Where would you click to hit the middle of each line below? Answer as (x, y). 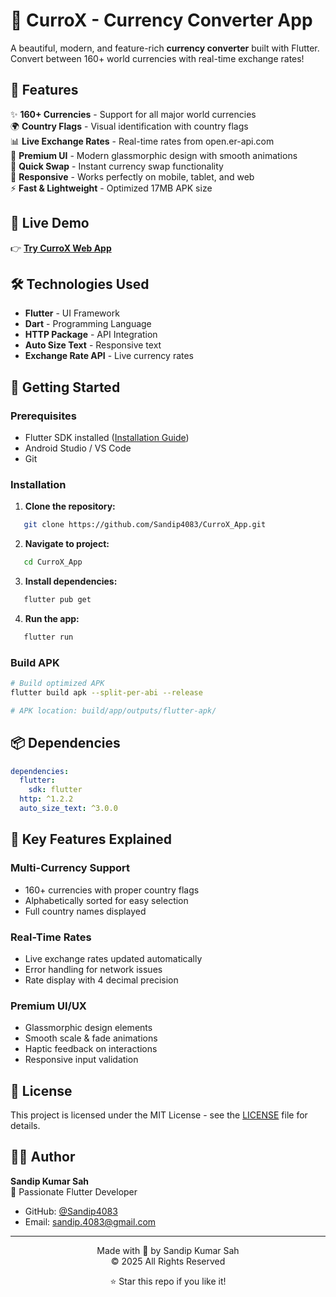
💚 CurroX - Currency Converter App (161, 20)
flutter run (48, 637)
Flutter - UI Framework (72, 313)
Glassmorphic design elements (88, 1028)
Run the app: (52, 618)
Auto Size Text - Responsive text (93, 345)
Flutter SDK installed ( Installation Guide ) (107, 438)
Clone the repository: (70, 506)
